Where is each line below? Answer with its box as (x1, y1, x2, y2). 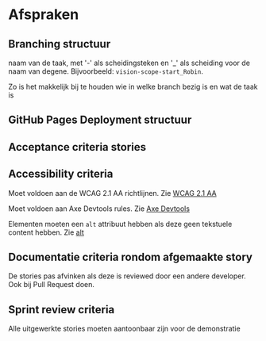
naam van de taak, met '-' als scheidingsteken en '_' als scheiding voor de (8, 58, 250, 67)
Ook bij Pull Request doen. (8, 280, 95, 289)
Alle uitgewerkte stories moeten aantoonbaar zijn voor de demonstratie (8, 324, 241, 334)
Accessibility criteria (8, 167, 114, 181)
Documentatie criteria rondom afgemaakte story (8, 250, 253, 263)
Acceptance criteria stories (8, 140, 147, 154)
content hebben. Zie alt (8, 228, 85, 237)
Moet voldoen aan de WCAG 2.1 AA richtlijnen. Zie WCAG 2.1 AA (8, 188, 217, 197)
